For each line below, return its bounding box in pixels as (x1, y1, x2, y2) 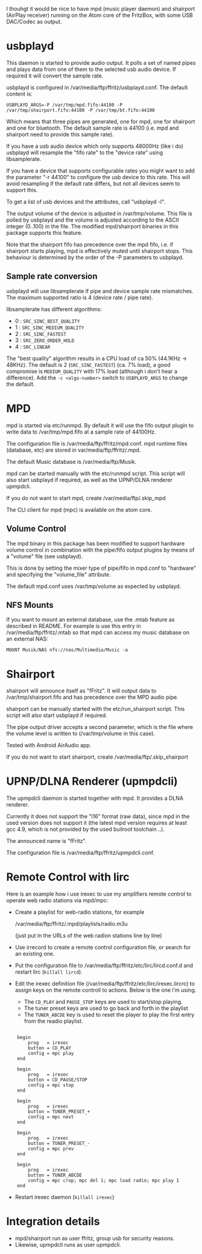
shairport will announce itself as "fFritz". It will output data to (6, 687, 157, 695)
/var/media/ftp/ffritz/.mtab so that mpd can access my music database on (6, 629, 190, 636)
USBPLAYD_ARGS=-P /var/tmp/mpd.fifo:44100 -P (6, 102, 122, 108)
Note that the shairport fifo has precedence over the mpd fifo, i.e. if (6, 240, 174, 248)
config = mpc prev (28, 1146, 74, 1152)
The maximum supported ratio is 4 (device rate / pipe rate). (6, 294, 154, 301)
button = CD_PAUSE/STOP (28, 1077, 87, 1083)
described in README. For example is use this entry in (6, 622, 142, 630)
